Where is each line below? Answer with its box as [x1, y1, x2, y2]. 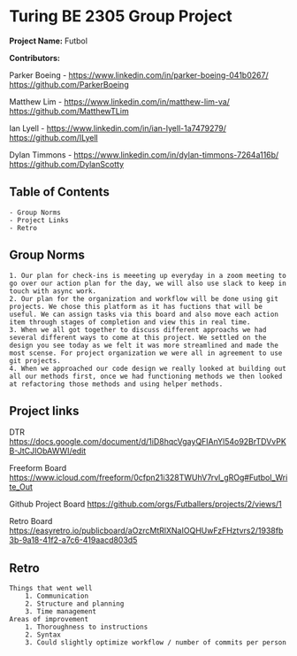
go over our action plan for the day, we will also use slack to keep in [9, 279, 287, 288]
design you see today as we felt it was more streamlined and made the [9, 341, 278, 350]
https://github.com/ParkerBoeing [9, 79, 130, 89]
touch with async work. [9, 286, 97, 296]
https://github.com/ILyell [9, 132, 99, 143]
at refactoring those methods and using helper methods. [9, 379, 224, 389]
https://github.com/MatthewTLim [9, 105, 130, 116]
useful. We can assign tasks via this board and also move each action [9, 310, 278, 319]
